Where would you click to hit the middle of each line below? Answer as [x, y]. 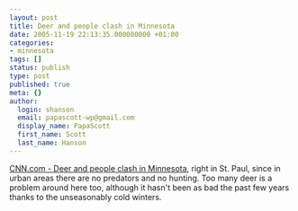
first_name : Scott [52, 135]
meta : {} [26, 92]
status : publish [40, 68]
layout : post [34, 18]
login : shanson [46, 110]
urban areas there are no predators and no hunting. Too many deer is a [141, 178]
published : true [40, 84]
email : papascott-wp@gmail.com [76, 118]
